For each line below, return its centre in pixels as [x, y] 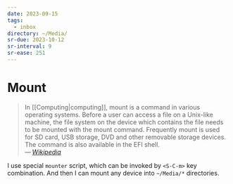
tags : [15, 20]
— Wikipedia [43, 152]
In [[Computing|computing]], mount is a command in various [112, 107]
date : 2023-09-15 [33, 14]
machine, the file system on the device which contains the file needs [124, 122]
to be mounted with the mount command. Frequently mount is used [122, 129]
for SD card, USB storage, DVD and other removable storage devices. [125, 137]
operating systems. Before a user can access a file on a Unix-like [119, 114]
